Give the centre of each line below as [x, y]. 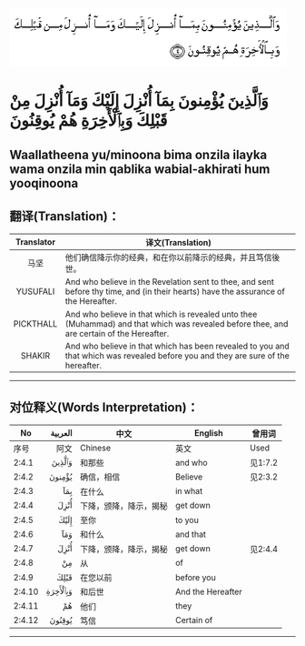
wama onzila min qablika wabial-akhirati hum [140, 169]
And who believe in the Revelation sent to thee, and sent [169, 282]
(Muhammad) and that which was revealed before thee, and [177, 323]
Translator [35, 242]
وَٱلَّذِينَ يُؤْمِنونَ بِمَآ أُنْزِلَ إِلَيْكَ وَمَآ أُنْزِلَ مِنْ [139, 101]
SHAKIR [36, 355]
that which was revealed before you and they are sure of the [177, 355]
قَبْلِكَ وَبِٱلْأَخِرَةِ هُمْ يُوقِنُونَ [89, 121]
